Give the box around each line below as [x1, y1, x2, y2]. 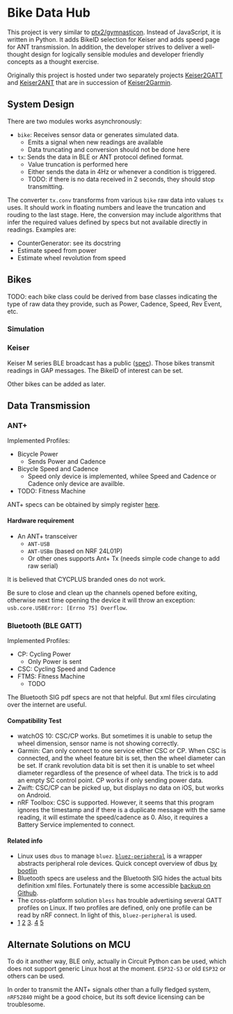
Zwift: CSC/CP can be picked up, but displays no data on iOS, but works [17, 784, 225, 792]
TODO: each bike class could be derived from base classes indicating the [7, 292, 218, 301]
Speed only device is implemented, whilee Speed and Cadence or [27, 472, 217, 481]
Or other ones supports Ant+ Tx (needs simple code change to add [27, 554, 220, 562]
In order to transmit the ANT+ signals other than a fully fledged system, [7, 985, 211, 994]
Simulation [7, 324, 45, 334]
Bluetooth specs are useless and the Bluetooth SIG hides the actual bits [17, 874, 223, 882]
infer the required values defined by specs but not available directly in [7, 218, 207, 226]
